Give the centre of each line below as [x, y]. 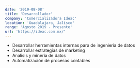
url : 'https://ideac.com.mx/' [36, 32]
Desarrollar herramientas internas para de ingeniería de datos [73, 45]
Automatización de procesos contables [51, 61]
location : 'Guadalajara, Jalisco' [40, 23]
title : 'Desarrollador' [29, 14]
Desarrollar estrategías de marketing [48, 50]
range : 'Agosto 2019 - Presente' [39, 27]
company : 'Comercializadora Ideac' [41, 18]
